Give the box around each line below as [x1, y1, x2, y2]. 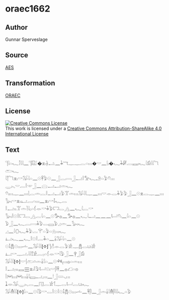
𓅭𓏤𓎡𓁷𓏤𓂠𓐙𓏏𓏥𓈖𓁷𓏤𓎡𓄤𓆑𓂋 [5, 198, 67, 204]
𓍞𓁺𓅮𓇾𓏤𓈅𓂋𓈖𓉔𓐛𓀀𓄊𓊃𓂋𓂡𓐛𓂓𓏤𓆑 [5, 281, 90, 287]
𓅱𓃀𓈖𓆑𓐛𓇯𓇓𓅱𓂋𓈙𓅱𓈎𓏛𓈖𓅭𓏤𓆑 [5, 221, 85, 227]
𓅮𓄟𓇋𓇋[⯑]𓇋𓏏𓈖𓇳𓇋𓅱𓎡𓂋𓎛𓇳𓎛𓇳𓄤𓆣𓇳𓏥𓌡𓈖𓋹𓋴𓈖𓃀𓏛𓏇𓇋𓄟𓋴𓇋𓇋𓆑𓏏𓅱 [5, 289, 132, 295]
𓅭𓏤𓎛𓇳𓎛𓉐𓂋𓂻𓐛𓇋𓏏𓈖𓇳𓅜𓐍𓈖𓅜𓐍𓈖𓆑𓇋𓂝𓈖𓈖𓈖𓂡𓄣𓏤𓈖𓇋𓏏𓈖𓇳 [5, 213, 140, 219]
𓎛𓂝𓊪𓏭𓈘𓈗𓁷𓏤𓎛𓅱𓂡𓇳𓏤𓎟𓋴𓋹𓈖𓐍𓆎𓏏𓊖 [5, 266, 78, 272]
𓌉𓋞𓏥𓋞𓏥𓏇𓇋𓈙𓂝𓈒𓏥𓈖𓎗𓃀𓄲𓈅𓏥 [5, 274, 70, 280]
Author [5, 23, 28, 32]
